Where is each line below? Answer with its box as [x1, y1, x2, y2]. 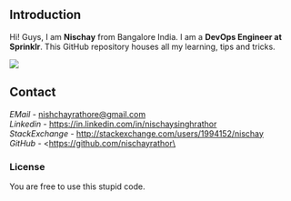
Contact [9, 85, 56, 100]
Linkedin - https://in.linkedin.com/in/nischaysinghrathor [9, 118, 217, 129]
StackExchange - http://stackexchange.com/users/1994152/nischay [9, 127, 264, 139]
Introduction [9, 7, 82, 23]
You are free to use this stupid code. [9, 181, 145, 192]
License [9, 160, 45, 173]
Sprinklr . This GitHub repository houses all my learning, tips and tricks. [9, 41, 276, 52]
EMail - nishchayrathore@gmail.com [9, 108, 146, 119]
